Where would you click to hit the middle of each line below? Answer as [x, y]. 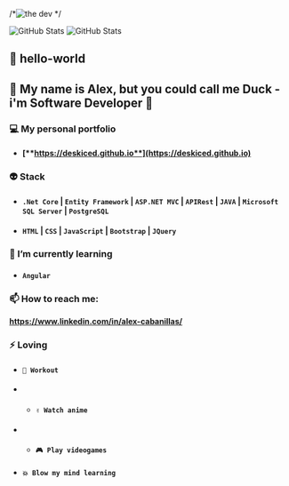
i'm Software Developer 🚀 [81, 103]
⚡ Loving [28, 345]
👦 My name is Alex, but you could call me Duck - [145, 89]
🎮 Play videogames [71, 450]
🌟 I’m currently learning [61, 254]
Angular [36, 275]
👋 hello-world [48, 59]
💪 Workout [40, 370]
